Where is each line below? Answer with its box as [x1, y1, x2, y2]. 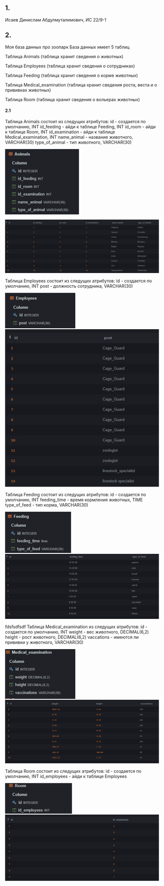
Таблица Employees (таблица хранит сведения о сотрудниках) [5, 63, 135, 69]
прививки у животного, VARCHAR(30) [5, 639, 84, 645]
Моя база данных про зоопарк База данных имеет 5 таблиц [5, 44, 130, 50]
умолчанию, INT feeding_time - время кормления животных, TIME [5, 497, 143, 503]
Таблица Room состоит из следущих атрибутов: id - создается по [5, 768, 142, 774]
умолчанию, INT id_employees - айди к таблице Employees [5, 773, 127, 779]
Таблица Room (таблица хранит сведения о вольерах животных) [5, 96, 140, 102]
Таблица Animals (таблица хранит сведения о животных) [5, 53, 123, 59]
